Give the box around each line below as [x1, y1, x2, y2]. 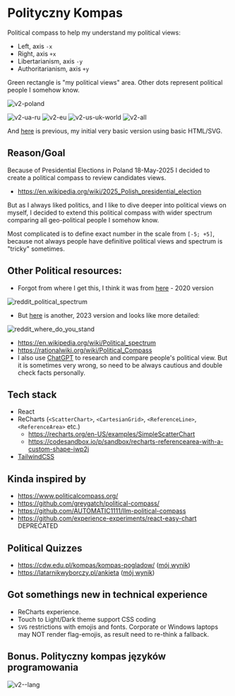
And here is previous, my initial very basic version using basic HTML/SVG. [7, 126, 223, 135]
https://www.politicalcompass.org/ [17, 492, 119, 500]
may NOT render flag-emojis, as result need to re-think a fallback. [17, 630, 210, 638]
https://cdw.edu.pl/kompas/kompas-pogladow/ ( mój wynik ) [17, 561, 191, 569]
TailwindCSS [17, 452, 55, 461]
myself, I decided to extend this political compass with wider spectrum [7, 208, 212, 217]
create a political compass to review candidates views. [7, 173, 167, 181]
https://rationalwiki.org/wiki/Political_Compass [17, 346, 152, 354]
